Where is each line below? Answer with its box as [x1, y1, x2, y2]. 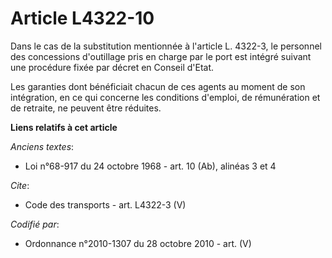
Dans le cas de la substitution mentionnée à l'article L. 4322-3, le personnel [10, 40, 322, 52]
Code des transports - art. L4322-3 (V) [24, 198, 187, 211]
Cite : [10, 179, 30, 191]
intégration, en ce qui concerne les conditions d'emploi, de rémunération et [10, 91, 321, 103]
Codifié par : [10, 218, 60, 230]
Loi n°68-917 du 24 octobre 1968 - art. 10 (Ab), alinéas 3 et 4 [24, 160, 277, 172]
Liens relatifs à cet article [10, 121, 118, 133]
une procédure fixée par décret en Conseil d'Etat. [10, 61, 215, 73]
